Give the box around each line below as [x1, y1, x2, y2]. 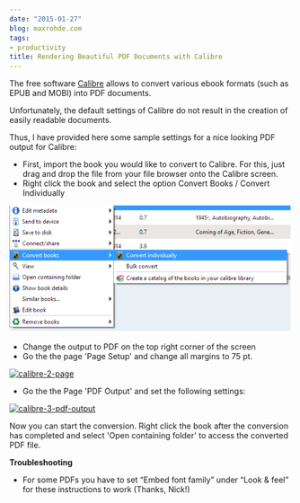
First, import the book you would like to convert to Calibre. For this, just [22, 159, 286, 170]
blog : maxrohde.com [9, 23, 83, 33]
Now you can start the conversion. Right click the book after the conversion [9, 420, 289, 431]
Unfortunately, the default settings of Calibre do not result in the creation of [9, 105, 288, 116]
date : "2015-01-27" [9, 14, 83, 23]
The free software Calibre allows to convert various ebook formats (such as [9, 78, 289, 89]
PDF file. [9, 439, 41, 450]
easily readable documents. [9, 115, 112, 126]
